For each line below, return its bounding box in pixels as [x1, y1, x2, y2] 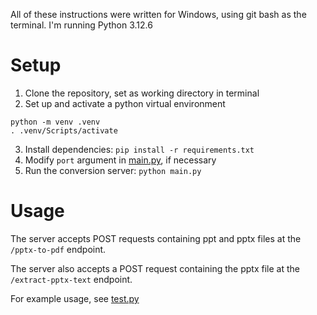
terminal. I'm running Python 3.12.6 [10, 19, 153, 31]
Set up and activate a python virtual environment [24, 97, 226, 109]
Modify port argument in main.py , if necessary [24, 154, 217, 166]
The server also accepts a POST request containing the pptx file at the [10, 262, 300, 274]
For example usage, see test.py [10, 292, 140, 304]
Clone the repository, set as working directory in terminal [24, 87, 260, 99]
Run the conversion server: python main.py [24, 164, 202, 176]
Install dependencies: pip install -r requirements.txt [24, 143, 255, 155]
